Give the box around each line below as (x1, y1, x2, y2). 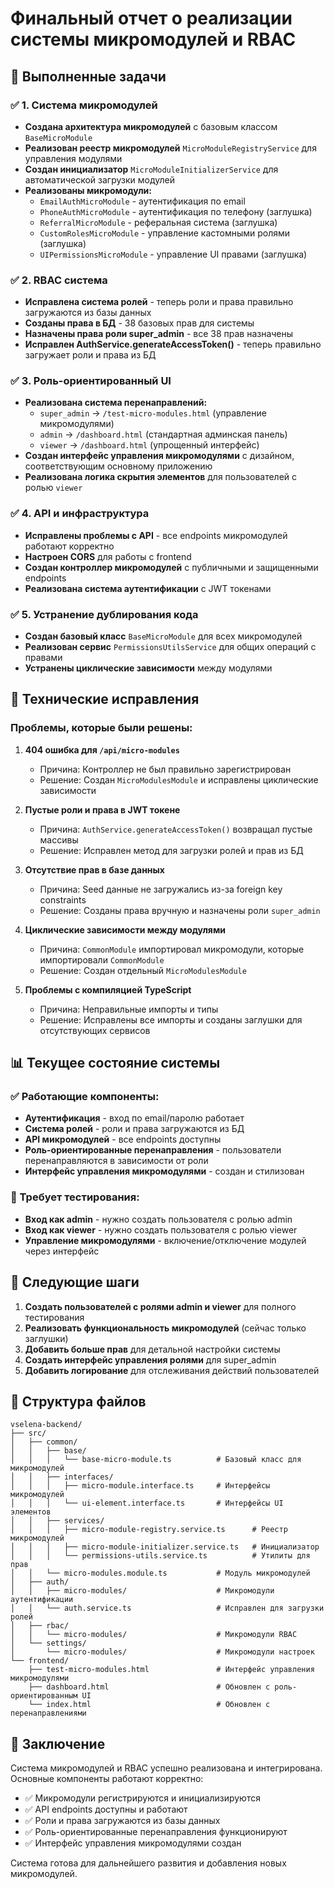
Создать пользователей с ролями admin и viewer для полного (24, 1300, 297, 1312)
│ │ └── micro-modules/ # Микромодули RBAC (10, 1630, 298, 1640)
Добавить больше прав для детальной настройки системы (24, 1343, 281, 1355)
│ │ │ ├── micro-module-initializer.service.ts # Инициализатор (10, 1542, 320, 1552)
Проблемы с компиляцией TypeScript (24, 983, 192, 996)
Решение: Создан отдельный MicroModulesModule (39, 964, 247, 976)
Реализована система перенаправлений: (24, 397, 208, 409)
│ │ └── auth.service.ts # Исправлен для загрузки (10, 1603, 325, 1614)
